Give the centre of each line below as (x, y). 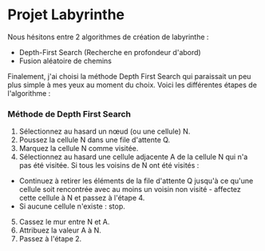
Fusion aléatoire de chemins (65, 61)
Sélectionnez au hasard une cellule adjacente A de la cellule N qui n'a (133, 157)
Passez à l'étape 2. (50, 239)
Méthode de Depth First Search (69, 114)
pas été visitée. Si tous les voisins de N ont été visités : (109, 165)
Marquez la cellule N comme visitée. (79, 149)
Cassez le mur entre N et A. (64, 222)
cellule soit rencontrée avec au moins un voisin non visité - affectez (130, 189)
